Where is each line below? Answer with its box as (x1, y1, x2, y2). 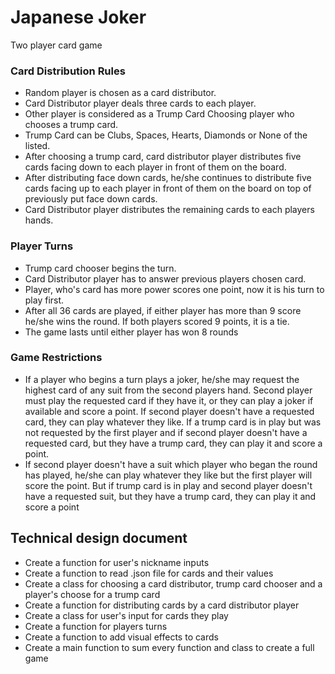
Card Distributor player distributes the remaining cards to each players (24, 204, 315, 216)
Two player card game (10, 39, 103, 51)
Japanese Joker (10, 6, 147, 29)
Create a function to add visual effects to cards (24, 631, 219, 643)
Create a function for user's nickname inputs (24, 556, 210, 568)
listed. (24, 140, 51, 152)
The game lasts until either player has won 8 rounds (24, 326, 239, 338)
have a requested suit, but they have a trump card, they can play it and (24, 490, 317, 502)
